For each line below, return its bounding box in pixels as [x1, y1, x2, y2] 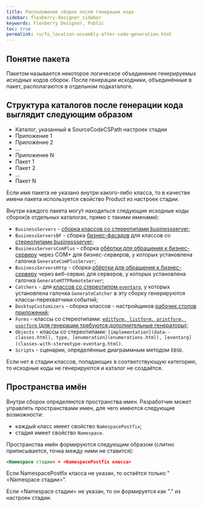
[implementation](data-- [108, 329, 171, 335]
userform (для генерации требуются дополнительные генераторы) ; [15, 321, 189, 329]
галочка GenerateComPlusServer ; [15, 257, 96, 264]
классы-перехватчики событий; [15, 296, 98, 303]
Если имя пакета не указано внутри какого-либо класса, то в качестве [6, 189, 191, 196]
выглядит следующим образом [6, 110, 133, 120]
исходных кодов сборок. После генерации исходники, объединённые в [6, 76, 192, 83]
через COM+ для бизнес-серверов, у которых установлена [38, 250, 193, 258]
